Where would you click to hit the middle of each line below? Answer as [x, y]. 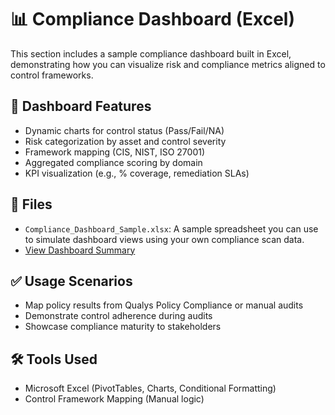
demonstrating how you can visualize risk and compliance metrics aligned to [168, 64]
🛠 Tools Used [54, 359]
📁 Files [31, 204]
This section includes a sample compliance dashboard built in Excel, [151, 53]
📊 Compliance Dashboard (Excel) [152, 19]
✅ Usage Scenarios [71, 281]
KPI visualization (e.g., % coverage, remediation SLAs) [137, 173]
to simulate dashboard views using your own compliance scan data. [164, 239]
